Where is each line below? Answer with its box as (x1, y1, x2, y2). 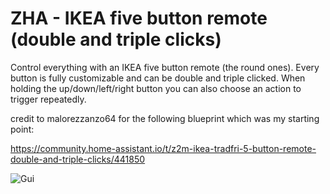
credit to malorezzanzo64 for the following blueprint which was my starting (10, 112, 320, 124)
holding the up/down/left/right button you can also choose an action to (10, 82, 302, 94)
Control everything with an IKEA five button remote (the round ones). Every (10, 61, 320, 73)
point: (10, 123, 35, 135)
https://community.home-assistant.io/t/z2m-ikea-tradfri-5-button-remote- (10, 142, 317, 154)
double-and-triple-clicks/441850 (10, 153, 146, 165)
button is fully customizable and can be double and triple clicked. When (10, 72, 306, 84)
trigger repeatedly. (10, 93, 87, 105)
